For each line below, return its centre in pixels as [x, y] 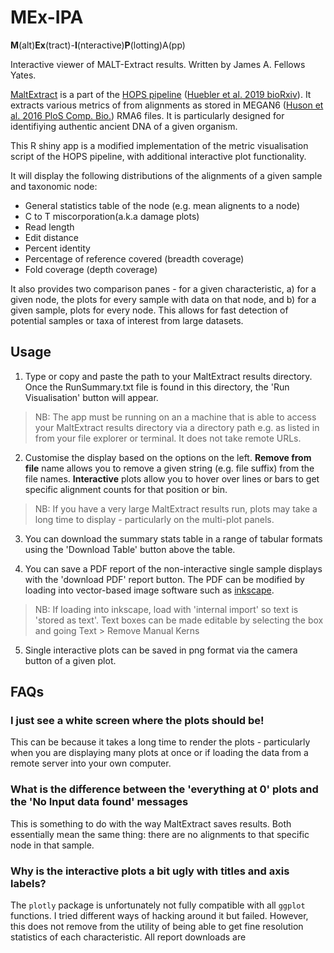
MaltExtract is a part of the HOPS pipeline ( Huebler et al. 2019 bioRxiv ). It [161, 94]
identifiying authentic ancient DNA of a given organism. [124, 126]
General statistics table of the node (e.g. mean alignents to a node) [162, 205]
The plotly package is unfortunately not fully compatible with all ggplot [158, 905]
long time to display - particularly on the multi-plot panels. [154, 519]
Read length [49, 227]
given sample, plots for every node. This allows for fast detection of [149, 310]
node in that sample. [52, 845]
